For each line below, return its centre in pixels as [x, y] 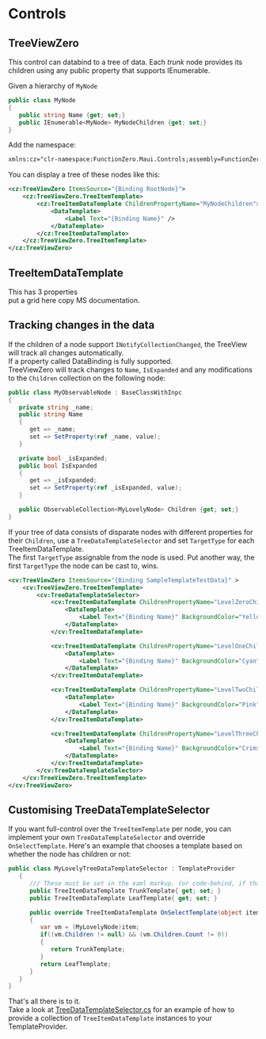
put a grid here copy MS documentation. [74, 300]
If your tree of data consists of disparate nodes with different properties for [131, 532]
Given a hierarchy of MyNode [53, 86]
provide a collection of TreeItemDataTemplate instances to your [110, 1018]
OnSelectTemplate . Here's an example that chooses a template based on [125, 846]
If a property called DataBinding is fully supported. [90, 361]
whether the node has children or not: [70, 854]
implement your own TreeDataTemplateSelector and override [107, 838]
